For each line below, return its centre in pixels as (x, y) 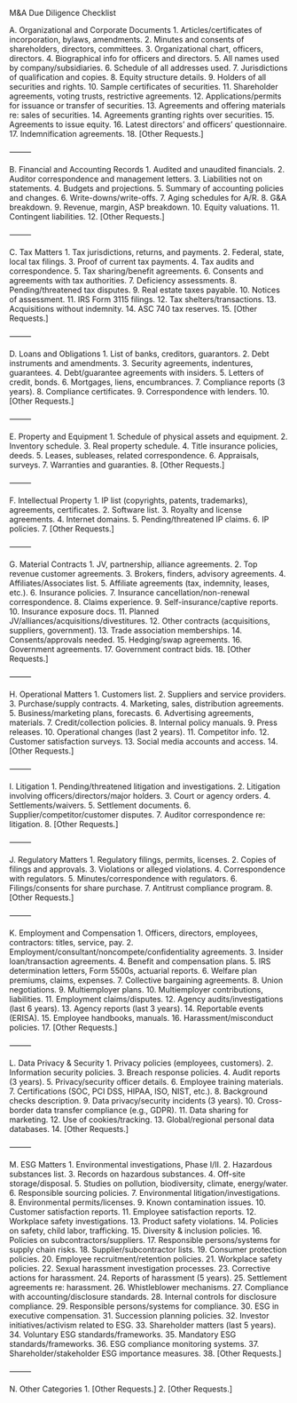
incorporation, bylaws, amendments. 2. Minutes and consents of (127, 40)
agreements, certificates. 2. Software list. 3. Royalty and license (125, 510)
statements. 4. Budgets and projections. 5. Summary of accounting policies (146, 188)
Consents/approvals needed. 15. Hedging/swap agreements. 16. (126, 640)
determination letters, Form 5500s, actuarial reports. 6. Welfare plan (133, 971)
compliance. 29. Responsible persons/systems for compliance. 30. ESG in (144, 1306)
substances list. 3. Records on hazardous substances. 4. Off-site (127, 1174)
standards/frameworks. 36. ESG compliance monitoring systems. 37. (134, 1344)
